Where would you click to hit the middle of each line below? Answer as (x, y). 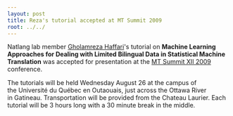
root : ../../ (26, 27)
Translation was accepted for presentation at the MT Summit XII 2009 (109, 62)
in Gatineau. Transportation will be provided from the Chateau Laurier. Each (117, 98)
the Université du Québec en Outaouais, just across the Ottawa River (107, 90)
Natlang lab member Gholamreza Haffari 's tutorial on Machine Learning (112, 47)
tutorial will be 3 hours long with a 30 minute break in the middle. (101, 105)
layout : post (26, 14)
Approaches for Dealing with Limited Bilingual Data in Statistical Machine (116, 54)
